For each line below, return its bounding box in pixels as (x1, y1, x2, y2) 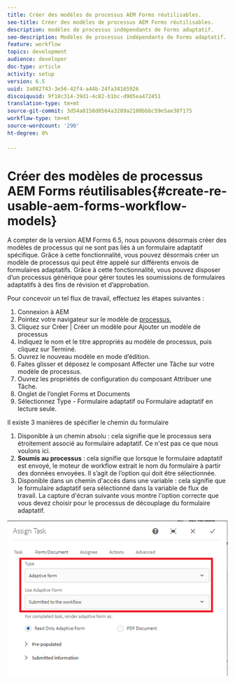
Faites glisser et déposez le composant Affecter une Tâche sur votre (17, 360, 215, 368)
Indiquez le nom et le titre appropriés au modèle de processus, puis (17, 337, 212, 346)
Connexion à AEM (17, 308, 69, 316)
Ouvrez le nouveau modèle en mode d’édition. (17, 353, 150, 361)
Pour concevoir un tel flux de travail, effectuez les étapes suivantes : (7, 295, 205, 303)
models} (7, 212, 57, 229)
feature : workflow (7, 41, 61, 48)
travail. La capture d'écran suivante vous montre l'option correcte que (17, 492, 219, 500)
